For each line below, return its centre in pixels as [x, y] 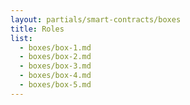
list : [21, 38]
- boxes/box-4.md [55, 76]
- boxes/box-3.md [55, 66]
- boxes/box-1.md [55, 47]
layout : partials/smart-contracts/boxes [96, 19]
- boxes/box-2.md [55, 57]
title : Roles [37, 29]
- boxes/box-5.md [55, 85]
